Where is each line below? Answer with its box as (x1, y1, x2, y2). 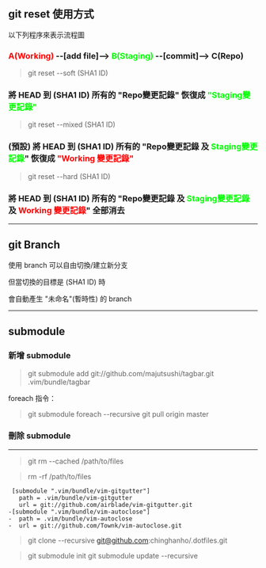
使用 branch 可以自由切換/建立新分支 (8, 260, 128, 269)
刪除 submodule (8, 430, 71, 441)
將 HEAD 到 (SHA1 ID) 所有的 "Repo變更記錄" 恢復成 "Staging (8, 90, 243, 101)
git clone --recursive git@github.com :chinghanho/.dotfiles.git (27, 536, 228, 545)
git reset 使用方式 (8, 7, 95, 21)
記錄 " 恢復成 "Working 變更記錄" (8, 153, 135, 164)
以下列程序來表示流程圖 (8, 30, 85, 40)
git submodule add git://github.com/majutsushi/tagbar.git (27, 368, 215, 378)
